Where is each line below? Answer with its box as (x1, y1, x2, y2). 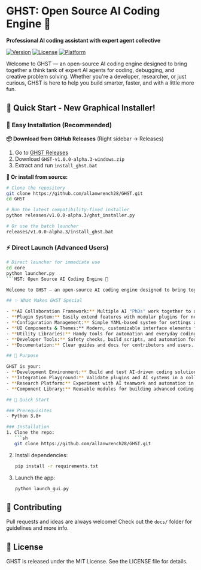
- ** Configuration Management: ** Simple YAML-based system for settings (6, 320, 191, 326)
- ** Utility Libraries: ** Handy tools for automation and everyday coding (6, 331, 197, 337)
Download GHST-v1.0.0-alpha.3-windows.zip (14, 155, 124, 163)
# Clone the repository (6, 185, 66, 191)
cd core (6, 265, 26, 271)
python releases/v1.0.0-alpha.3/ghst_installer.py (6, 212, 135, 218)
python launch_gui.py (14, 485, 69, 491)
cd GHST (6, 196, 26, 202)
